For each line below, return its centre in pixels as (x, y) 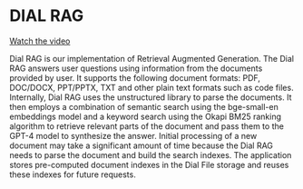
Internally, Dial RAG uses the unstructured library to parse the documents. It (151, 97)
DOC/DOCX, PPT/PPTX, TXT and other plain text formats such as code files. (151, 87)
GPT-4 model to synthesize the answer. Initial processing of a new (133, 135)
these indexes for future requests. (73, 174)
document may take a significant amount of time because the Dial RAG (142, 145)
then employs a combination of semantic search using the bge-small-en (144, 106)
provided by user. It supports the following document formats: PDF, (135, 77)
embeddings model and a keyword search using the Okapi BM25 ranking (146, 116)
